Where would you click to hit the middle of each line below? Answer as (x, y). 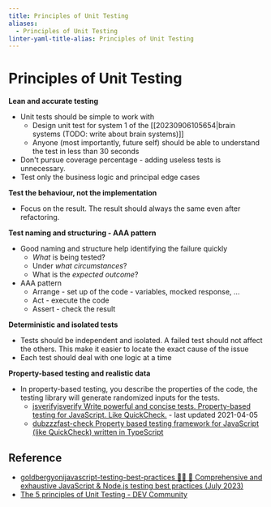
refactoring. (40, 217)
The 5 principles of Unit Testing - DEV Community (104, 494)
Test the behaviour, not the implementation (83, 193)
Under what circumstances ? (80, 266)
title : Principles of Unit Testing (69, 16)
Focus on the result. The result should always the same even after (130, 208)
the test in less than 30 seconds (86, 152)
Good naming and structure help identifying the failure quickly (124, 249)
